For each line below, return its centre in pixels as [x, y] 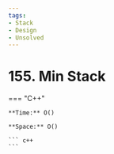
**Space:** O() [33, 127]
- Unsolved [26, 38]
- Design [23, 30]
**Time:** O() [32, 113]
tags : [17, 15]
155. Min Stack [57, 77]
